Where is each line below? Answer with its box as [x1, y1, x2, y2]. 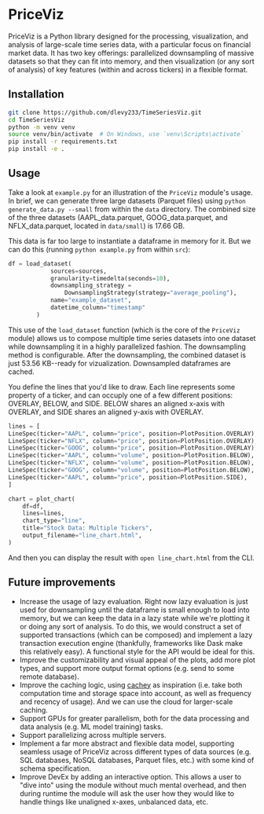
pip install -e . [8, 145, 65, 153]
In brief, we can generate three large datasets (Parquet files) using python [8, 196, 246, 205]
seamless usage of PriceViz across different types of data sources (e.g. [19, 746, 251, 756]
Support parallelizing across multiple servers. [19, 730, 167, 739]
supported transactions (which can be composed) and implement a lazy [19, 630, 253, 640]
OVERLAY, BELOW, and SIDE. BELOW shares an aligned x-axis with [8, 398, 225, 408]
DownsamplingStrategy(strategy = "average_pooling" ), [64, 289, 237, 297]
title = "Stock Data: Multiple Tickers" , [22, 524, 153, 532]
